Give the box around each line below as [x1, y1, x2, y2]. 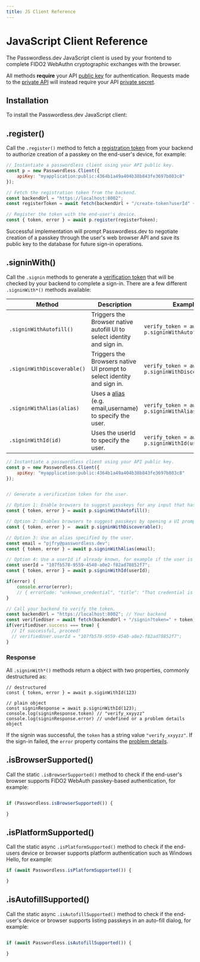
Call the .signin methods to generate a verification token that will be [6, 273, 174, 281]
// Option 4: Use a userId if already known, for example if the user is [6, 556, 193, 563]
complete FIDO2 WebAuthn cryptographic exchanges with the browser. [6, 60, 182, 67]
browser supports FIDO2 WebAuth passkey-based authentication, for [6, 777, 176, 784]
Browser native [91, 317, 133, 326]
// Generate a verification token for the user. [6, 491, 129, 497]
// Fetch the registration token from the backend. [6, 189, 137, 195]
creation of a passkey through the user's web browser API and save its [6, 234, 180, 241]
